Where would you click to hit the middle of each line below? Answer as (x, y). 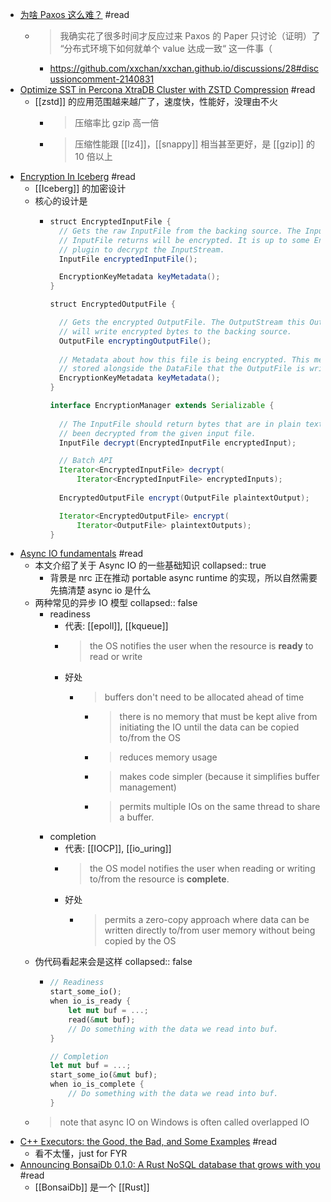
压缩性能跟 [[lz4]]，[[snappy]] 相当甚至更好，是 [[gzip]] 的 (194, 144)
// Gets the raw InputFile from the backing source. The (180, 231)
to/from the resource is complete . (159, 879)
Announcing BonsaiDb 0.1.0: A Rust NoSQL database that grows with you (170, 1164)
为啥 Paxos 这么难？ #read (74, 14)
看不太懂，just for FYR (81, 1153)
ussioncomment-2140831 (102, 79)
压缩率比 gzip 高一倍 (117, 122)
